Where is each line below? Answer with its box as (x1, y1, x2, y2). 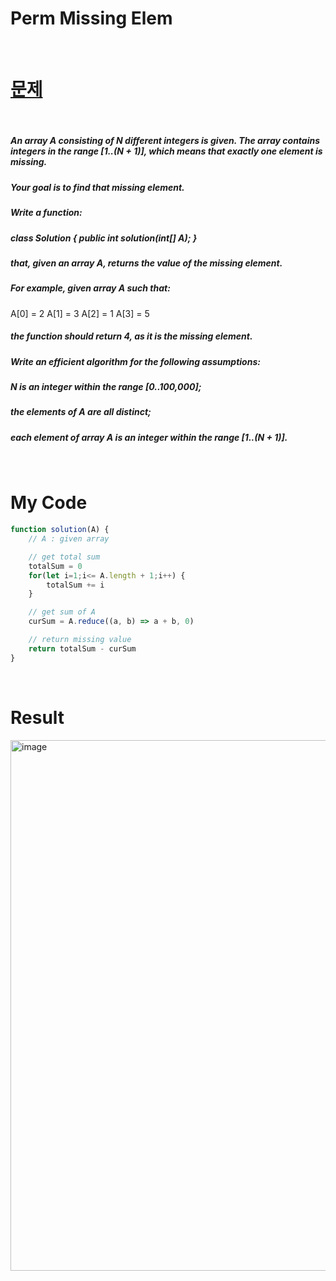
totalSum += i (46, 580, 105, 590)
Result (10, 706, 65, 729)
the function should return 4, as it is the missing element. (10, 330, 253, 342)
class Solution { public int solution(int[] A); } (10, 232, 198, 244)
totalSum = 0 (28, 561, 83, 571)
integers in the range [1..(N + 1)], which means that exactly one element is (10, 145, 323, 157)
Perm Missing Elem (10, 7, 173, 30)
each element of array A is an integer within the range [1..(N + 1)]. (10, 431, 288, 443)
